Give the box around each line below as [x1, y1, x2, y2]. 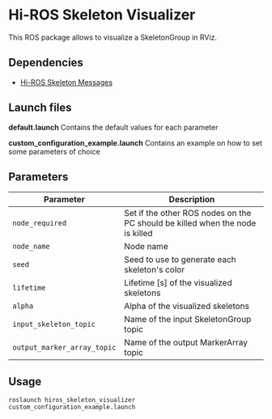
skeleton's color [124, 265, 185, 276]
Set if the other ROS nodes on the [124, 208, 252, 219]
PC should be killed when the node [124, 218, 257, 229]
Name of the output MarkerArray [124, 337, 249, 349]
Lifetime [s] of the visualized [124, 277, 232, 289]
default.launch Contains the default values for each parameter [8, 122, 219, 132]
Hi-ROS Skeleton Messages [19, 77, 113, 87]
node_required [12, 218, 67, 228]
